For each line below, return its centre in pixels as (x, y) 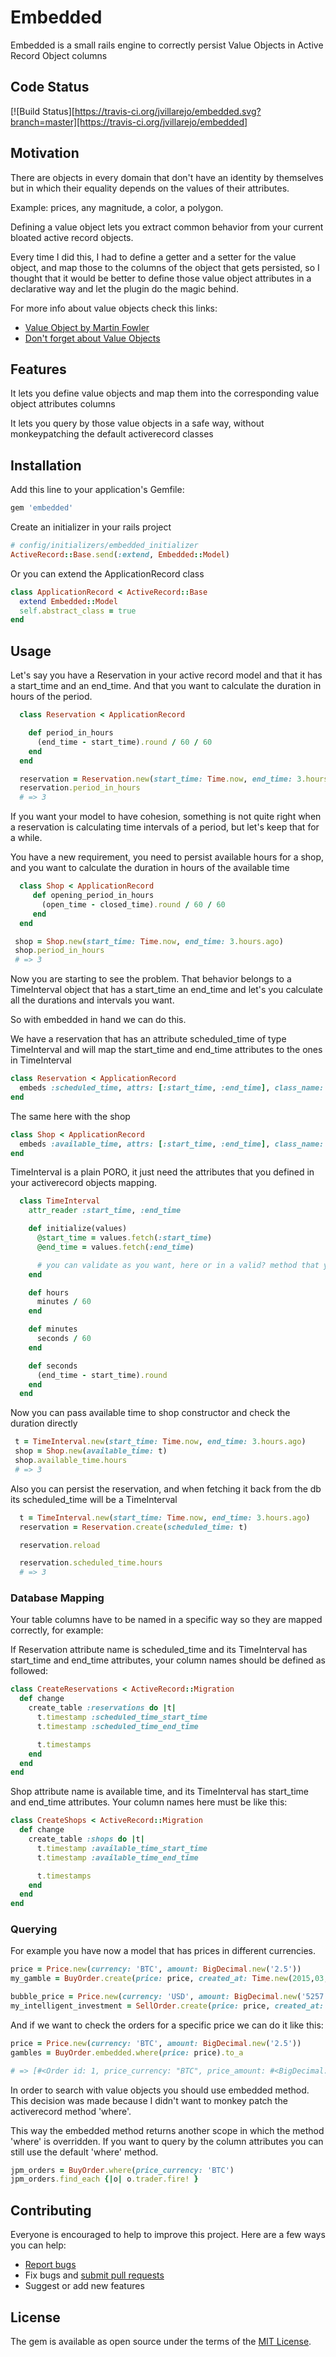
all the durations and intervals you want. (92, 1000)
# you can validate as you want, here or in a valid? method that (178, 1265)
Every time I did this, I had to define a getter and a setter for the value (153, 257)
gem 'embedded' (42, 508)
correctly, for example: (57, 1630)
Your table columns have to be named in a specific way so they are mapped (166, 1620)
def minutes (53, 1329)
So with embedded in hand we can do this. (98, 1020)
